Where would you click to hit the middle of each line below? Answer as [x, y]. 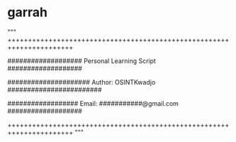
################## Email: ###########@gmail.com [93, 103]
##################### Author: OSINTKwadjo [82, 82]
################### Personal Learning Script [82, 60]
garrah [28, 12]
